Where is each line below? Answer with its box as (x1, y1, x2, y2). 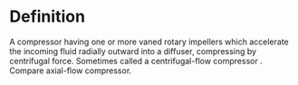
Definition (9, 6, 86, 27)
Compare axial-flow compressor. (9, 65, 132, 76)
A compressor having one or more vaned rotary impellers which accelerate (9, 36, 289, 47)
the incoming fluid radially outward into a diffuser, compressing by (9, 45, 256, 56)
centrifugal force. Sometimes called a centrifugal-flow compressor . (9, 55, 263, 66)
